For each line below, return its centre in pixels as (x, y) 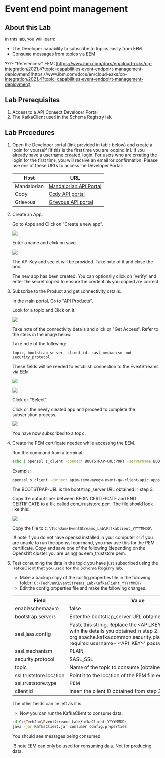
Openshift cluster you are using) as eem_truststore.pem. (69, 553)
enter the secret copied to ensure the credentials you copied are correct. (86, 281)
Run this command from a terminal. (48, 452)
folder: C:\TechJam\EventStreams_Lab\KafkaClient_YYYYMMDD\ (81, 583)
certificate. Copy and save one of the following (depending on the (79, 548)
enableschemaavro (37, 609)
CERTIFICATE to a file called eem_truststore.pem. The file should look (82, 504)
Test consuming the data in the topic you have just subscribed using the (85, 563)
